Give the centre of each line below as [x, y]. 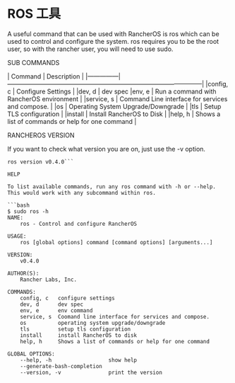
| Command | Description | [46, 76]
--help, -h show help [79, 360]
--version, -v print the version [91, 372]
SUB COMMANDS [34, 62]
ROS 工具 [34, 14]
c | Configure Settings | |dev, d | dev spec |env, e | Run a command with [112, 91]
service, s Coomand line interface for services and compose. [115, 316]
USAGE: [17, 236]
